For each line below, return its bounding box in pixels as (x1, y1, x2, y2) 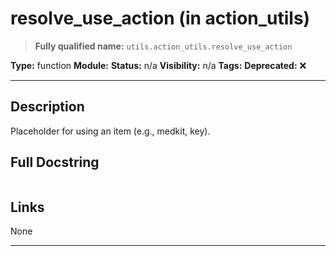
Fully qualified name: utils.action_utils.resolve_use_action (34, 40, 293, 52)
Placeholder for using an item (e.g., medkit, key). (10, 125, 211, 137)
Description (10, 98, 85, 116)
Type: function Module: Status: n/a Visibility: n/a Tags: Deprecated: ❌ (10, 59, 307, 71)
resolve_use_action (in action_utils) (10, 7, 311, 30)
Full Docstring (10, 154, 100, 171)
